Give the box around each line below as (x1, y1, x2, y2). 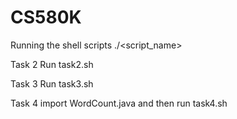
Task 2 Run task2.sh (10, 58, 94, 70)
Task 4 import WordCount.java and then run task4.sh (10, 97, 228, 109)
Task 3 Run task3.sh (10, 77, 94, 90)
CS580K (10, 6, 82, 29)
